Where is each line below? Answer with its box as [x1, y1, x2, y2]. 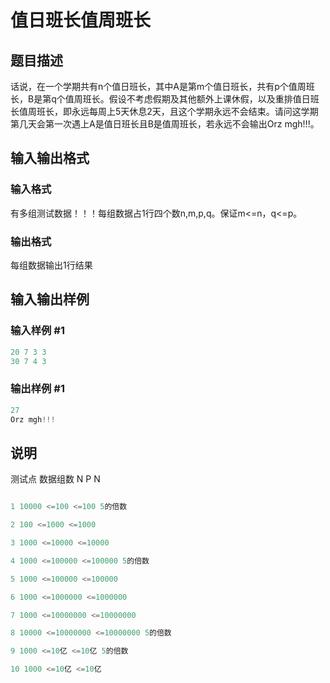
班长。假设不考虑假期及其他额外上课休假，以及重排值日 [82, 93, 311, 105]
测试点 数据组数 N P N [10, 473, 101, 485]
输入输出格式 [10, 150, 90, 167]
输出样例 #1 [10, 382, 65, 396]
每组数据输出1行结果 [10, 259, 93, 271]
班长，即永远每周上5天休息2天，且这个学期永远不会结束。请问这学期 [36, 106, 319, 117]
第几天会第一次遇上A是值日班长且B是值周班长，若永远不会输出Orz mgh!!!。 [10, 118, 320, 130]
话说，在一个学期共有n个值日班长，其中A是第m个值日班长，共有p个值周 [10, 81, 307, 92]
